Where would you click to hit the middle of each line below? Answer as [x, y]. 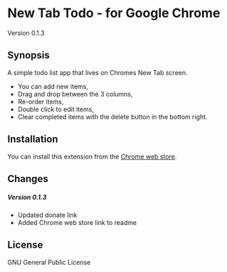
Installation [33, 140]
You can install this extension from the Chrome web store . [92, 156]
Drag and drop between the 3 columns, [75, 94]
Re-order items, [41, 101]
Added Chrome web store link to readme [77, 222]
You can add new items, [53, 86]
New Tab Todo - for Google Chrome [114, 13]
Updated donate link [47, 215]
